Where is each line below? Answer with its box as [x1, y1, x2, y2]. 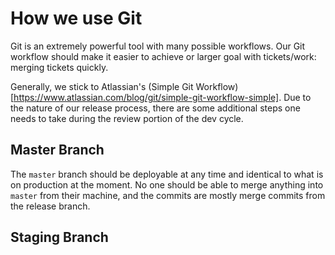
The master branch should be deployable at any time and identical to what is [10, 168, 324, 180]
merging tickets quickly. [10, 61, 109, 73]
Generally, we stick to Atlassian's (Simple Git [10, 80, 194, 92]
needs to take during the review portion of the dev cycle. [10, 112, 244, 124]
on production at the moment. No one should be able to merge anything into [10, 178, 324, 191]
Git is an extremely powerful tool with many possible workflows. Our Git [10, 40, 306, 52]
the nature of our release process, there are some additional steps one [10, 102, 301, 114]
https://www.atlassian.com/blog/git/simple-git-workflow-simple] [13, 91, 280, 103]
